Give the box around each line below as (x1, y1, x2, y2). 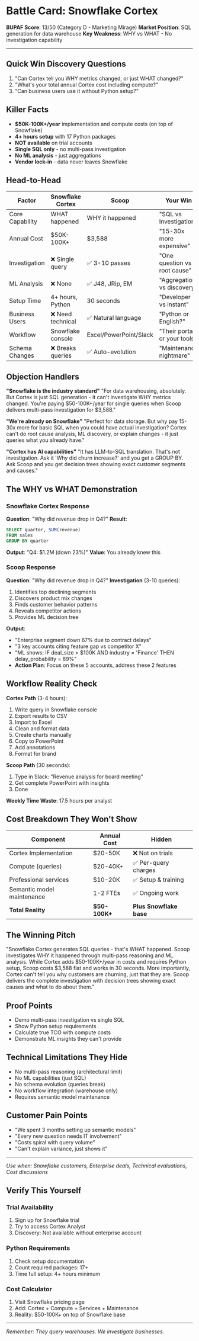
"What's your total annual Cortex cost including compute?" (14, 81, 159, 88)
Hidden (150, 835, 172, 843)
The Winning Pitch (6, 930, 76, 940)
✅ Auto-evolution (86, 348, 136, 356)
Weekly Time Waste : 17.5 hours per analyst (6, 797, 113, 804)
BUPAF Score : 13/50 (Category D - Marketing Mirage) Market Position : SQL (6, 24, 191, 31)
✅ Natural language (86, 314, 142, 322)
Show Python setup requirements (14, 1023, 97, 1030)
